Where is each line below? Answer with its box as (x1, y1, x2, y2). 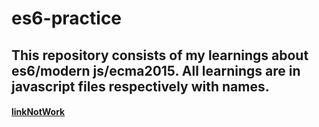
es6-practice (11, 7, 123, 30)
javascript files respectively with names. (11, 78, 270, 95)
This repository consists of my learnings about (11, 47, 309, 64)
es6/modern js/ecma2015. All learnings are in (11, 62, 301, 79)
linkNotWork (11, 106, 66, 118)
